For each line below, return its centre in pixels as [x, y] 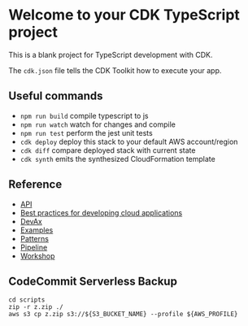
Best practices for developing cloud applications [101, 212]
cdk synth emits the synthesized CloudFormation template [117, 159]
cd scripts [27, 300]
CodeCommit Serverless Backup [93, 281]
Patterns [34, 238]
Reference [35, 185]
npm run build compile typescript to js [84, 115]
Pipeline [34, 247]
